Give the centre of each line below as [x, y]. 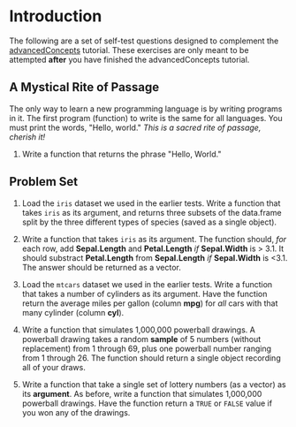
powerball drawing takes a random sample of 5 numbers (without [141, 339]
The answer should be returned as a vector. [101, 267]
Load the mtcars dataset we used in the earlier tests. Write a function [147, 284]
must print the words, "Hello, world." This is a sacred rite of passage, [135, 127]
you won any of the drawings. [76, 412]
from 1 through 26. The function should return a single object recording [151, 358]
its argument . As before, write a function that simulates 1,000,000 [142, 393]
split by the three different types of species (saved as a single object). [149, 222]
